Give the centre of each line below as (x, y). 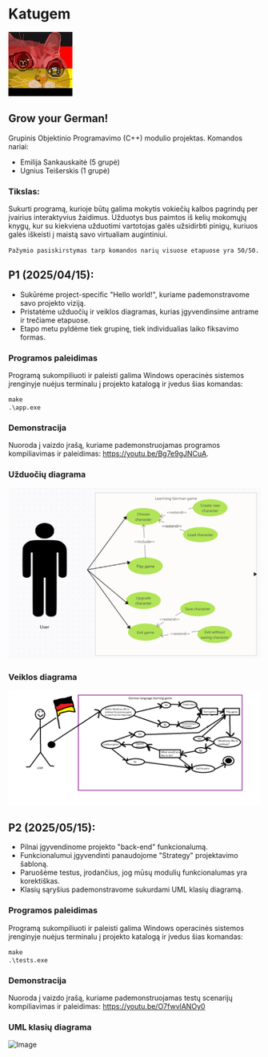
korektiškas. (40, 881)
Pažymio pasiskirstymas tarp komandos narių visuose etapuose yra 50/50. (134, 251)
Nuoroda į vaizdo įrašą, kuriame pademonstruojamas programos (114, 445)
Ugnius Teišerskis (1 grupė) (65, 170)
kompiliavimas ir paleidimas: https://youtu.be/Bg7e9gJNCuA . (109, 453)
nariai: (19, 146)
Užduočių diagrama (47, 474)
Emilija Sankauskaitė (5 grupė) (70, 162)
